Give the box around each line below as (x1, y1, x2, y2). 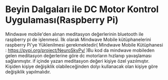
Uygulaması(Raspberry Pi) (5, 14, 119, 26)
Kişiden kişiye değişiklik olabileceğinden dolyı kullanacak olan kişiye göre (5, 63, 158, 69)
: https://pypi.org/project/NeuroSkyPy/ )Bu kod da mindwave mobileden (5, 47, 155, 53)
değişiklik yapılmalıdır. (5, 68, 51, 74)
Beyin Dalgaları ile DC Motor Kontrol (5, 4, 159, 15)
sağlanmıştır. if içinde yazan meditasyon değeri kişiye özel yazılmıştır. (5, 58, 150, 64)
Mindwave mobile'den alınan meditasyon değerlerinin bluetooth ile (5, 31, 144, 37)
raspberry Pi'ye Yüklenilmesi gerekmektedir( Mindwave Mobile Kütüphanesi (5, 42, 163, 48)
